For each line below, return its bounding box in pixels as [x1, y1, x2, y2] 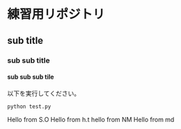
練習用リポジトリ [7, 6, 106, 22]
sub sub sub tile [7, 73, 54, 81]
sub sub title [7, 55, 50, 65]
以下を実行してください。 [7, 89, 81, 98]
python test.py [7, 103, 52, 110]
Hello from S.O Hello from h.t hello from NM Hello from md [7, 115, 175, 123]
